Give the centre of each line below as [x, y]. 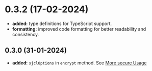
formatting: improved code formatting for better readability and [79, 29]
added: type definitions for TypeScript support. [62, 23]
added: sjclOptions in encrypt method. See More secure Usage [79, 63]
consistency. [26, 34]
